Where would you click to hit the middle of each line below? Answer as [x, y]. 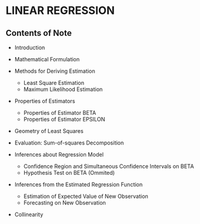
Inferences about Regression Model [59, 154]
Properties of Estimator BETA [60, 113]
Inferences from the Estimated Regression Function [78, 185]
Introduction [30, 47]
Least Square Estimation [54, 83]
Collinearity [29, 214]
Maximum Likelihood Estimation [63, 89]
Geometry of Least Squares [49, 131]
